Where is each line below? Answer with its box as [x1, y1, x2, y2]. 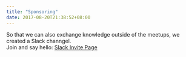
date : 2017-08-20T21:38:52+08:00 [6, 14, 91, 20]
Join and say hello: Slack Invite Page [6, 43, 98, 51]
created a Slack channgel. [6, 37, 71, 44]
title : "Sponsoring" [6, 8, 59, 15]
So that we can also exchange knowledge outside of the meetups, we [6, 31, 180, 38]
